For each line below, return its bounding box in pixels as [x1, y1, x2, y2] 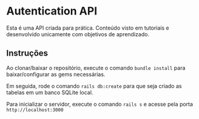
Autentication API [6, 4, 98, 18]
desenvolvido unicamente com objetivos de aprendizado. [6, 30, 150, 37]
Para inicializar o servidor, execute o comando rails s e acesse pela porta [6, 100, 193, 108]
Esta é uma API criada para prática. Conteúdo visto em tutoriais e [6, 24, 170, 31]
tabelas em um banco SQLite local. [6, 89, 93, 96]
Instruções [6, 48, 49, 59]
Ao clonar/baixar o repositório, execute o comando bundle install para [6, 64, 186, 71]
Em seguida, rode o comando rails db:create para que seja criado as [6, 82, 182, 89]
